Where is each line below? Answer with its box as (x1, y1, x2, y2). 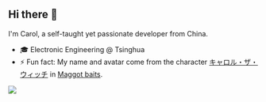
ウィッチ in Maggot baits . (19, 69, 103, 79)
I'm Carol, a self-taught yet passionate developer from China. (8, 28, 209, 38)
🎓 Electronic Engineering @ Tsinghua (19, 44, 145, 54)
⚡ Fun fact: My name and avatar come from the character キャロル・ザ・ (19, 57, 258, 66)
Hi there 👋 (8, 8, 58, 21)
